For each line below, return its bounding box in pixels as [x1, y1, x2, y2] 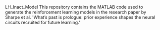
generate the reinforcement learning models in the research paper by [5, 9, 147, 15]
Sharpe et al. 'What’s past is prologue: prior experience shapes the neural [5, 15, 156, 20]
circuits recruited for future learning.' [5, 19, 80, 25]
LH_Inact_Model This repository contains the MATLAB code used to [5, 4, 143, 10]
